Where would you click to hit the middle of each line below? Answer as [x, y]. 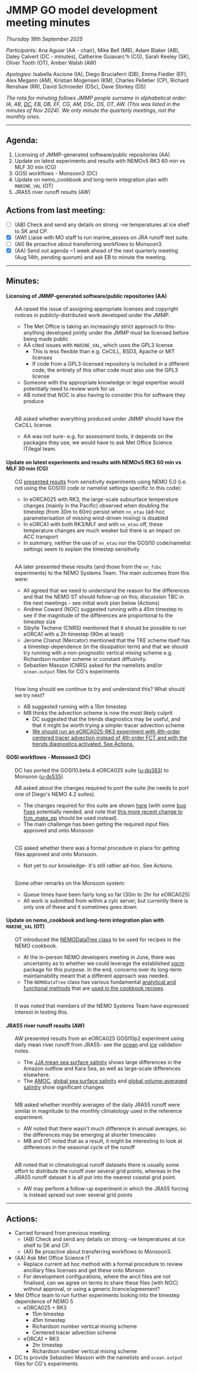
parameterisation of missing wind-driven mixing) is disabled [96, 518]
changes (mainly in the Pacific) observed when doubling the [96, 505]
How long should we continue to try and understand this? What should [100, 689]
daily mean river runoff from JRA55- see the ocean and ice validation [98, 1045]
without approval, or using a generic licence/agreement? [91, 1289]
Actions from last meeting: [56, 211]
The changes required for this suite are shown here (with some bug [105, 805]
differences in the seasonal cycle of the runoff [79, 1147]
